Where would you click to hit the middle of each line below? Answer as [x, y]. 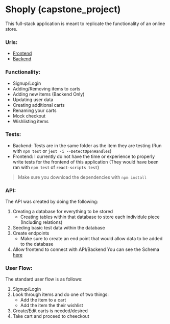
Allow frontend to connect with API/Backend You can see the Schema [86, 249]
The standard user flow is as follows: [44, 279]
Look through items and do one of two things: [60, 294]
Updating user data [33, 99]
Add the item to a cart [43, 300]
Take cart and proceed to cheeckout [51, 316]
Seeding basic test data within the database [59, 228]
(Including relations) [41, 222]
